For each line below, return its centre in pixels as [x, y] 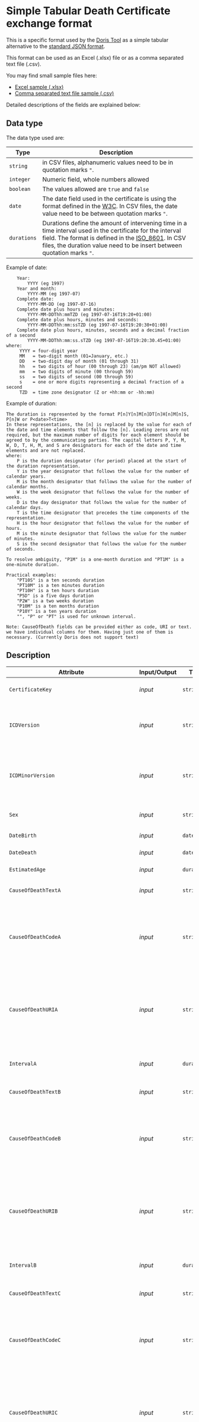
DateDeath [23, 852]
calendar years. [26, 476]
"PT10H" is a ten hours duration [58, 590]
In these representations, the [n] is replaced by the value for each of [99, 424]
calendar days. [25, 507]
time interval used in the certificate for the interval [112, 231]
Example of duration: [32, 403]
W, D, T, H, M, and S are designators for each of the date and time [94, 445]
